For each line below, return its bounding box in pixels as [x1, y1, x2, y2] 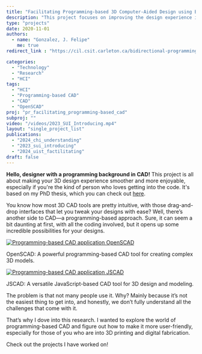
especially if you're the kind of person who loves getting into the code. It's [6, 183, 191, 190]
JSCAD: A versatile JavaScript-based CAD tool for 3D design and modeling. [6, 280, 194, 287]
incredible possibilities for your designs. [6, 227, 105, 234]
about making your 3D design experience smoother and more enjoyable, [6, 177, 186, 184]
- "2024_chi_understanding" [11, 137, 82, 143]
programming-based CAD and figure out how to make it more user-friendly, [6, 323, 194, 330]
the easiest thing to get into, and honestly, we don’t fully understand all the [6, 298, 191, 305]
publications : [6, 132, 42, 138]
